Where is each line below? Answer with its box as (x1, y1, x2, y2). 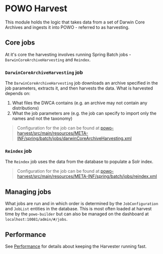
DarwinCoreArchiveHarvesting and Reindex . (5, 57, 91, 63)
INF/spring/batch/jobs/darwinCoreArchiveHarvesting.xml (17, 136, 132, 141)
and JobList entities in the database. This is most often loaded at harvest (5, 206, 152, 212)
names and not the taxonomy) (12, 115, 73, 121)
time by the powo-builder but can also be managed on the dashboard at (5, 211, 149, 217)
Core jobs (5, 39, 35, 47)
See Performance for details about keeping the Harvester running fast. (5, 243, 147, 249)
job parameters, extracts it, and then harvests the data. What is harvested (5, 85, 153, 91)
